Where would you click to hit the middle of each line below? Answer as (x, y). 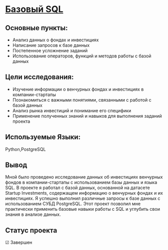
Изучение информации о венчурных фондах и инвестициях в (78, 89)
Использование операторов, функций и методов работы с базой (82, 56)
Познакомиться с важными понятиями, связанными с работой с (82, 100)
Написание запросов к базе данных (51, 45)
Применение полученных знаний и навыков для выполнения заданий (87, 116)
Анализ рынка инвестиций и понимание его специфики (72, 110)
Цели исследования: (40, 77)
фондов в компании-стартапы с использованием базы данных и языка (81, 183)
